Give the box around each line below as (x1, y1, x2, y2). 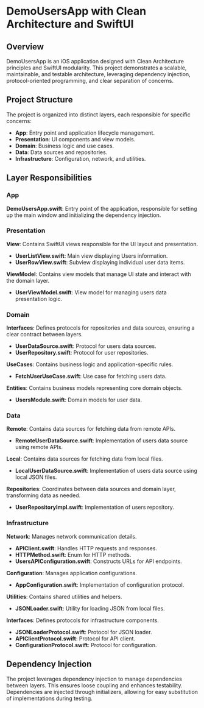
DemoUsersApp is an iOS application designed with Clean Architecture (6, 58, 185, 65)
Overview (6, 41, 44, 52)
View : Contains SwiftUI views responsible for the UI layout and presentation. (6, 240, 199, 247)
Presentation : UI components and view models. (15, 135, 136, 143)
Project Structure (6, 94, 73, 105)
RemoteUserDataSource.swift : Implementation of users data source (15, 437, 188, 444)
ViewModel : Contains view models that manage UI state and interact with (6, 270, 191, 278)
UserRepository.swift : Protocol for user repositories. (15, 349, 149, 356)
